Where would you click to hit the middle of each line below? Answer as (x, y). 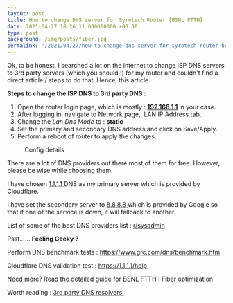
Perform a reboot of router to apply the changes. (87, 136)
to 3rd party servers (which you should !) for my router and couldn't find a (113, 73)
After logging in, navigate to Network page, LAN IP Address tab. (109, 114)
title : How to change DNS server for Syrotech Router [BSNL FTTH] (105, 20)
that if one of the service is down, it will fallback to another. (92, 212)
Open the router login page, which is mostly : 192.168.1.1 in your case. (116, 107)
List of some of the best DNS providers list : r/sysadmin (86, 225)
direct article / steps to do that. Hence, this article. (79, 80)
